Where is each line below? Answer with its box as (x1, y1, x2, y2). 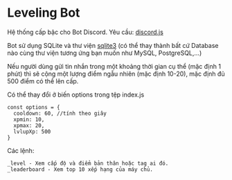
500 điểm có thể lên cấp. (7, 76, 79, 85)
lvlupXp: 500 (13, 128, 51, 135)
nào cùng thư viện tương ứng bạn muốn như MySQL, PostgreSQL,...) (7, 49, 202, 57)
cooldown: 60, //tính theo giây (13, 110, 107, 117)
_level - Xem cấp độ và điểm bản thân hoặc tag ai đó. (7, 160, 169, 167)
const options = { (7, 104, 60, 111)
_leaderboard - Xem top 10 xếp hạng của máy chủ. (7, 165, 154, 173)
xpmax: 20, (13, 122, 45, 129)
